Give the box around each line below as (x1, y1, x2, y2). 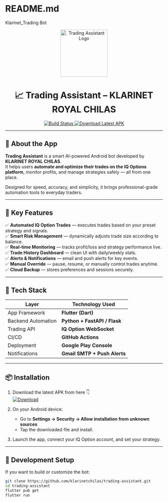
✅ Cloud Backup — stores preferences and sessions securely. (5, 267, 134, 273)
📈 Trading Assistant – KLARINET (14, 90, 153, 101)
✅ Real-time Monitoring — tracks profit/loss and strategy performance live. (5, 244, 161, 250)
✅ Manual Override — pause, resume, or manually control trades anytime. (5, 261, 158, 267)
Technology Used (72, 301, 115, 308)
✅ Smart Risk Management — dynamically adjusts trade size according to (5, 233, 159, 239)
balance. (5, 238, 23, 244)
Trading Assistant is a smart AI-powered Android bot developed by (5, 153, 144, 159)
